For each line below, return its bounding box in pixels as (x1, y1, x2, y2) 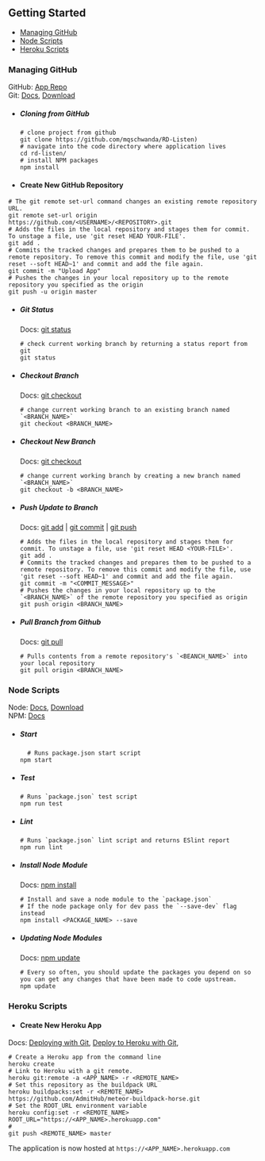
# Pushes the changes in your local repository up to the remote (8, 274, 229, 283)
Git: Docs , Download (8, 90, 75, 100)
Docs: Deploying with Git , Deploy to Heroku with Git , (8, 1038, 179, 1048)
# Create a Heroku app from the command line (8, 1053, 161, 1062)
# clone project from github (19, 129, 117, 137)
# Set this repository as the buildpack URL (8, 1081, 158, 1090)
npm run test (19, 800, 63, 808)
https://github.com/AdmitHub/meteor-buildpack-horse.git (8, 1095, 201, 1103)
